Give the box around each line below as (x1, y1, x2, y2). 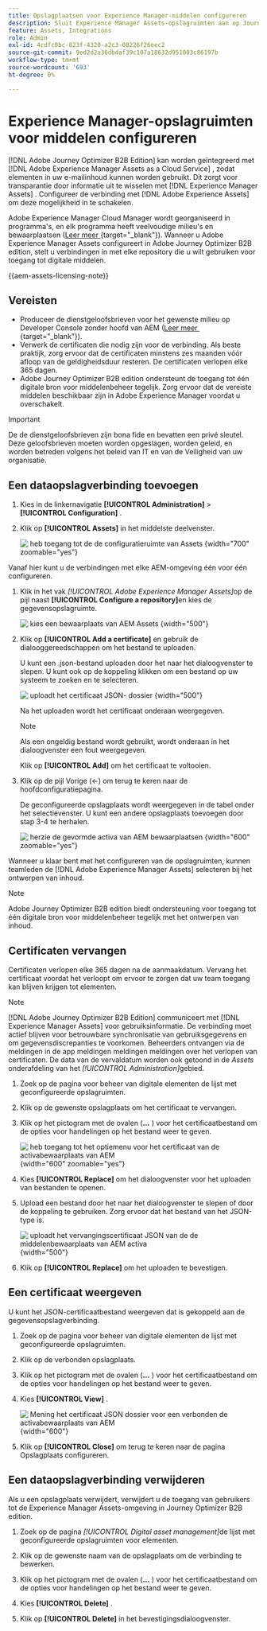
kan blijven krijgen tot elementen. (8, 982, 117, 991)
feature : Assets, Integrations (8, 26, 112, 34)
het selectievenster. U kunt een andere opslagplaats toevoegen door (19, 808, 244, 818)
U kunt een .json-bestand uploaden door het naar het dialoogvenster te (19, 658, 253, 668)
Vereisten (8, 294, 57, 307)
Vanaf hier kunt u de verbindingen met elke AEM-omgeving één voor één (8, 562, 248, 573)
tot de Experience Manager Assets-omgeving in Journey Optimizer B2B (8, 1503, 243, 1512)
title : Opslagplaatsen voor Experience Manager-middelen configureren (8, 11, 247, 20)
